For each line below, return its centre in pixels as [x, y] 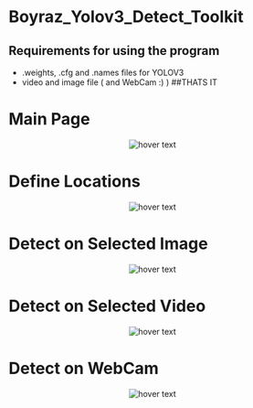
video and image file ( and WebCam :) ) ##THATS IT [120, 82]
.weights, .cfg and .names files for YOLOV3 [103, 72]
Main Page [49, 119]
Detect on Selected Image [108, 244]
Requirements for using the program [114, 51]
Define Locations [74, 182]
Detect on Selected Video [107, 306]
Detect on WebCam [84, 368]
